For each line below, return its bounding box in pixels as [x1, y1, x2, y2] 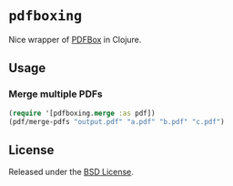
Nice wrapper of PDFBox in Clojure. [8, 34, 142, 45]
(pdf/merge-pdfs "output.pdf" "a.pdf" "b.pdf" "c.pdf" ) [8, 117, 225, 126]
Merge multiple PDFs [8, 88, 103, 100]
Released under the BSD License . [8, 167, 134, 178]
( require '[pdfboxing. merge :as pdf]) [8, 108, 156, 118]
